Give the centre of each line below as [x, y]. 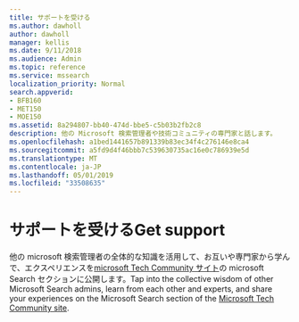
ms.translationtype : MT [54, 158]
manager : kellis [39, 42]
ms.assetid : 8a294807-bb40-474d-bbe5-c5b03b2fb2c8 [105, 126]
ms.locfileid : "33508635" [57, 184]
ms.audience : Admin [46, 59]
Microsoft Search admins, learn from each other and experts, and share [141, 289]
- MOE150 [25, 117]
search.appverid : [42, 92]
